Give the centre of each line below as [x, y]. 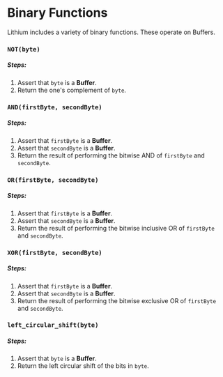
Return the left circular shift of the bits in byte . [83, 366]
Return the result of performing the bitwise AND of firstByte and [111, 155]
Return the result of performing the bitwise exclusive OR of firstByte [117, 300]
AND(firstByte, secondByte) [55, 107]
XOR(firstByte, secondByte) [55, 253]
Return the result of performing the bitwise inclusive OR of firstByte [116, 228]
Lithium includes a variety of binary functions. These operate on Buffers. [111, 32]
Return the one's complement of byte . [72, 90]
